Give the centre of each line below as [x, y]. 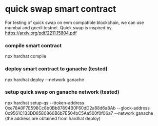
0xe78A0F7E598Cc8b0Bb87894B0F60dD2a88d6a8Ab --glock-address [78, 108]
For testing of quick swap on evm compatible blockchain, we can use [75, 22]
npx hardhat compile [26, 56]
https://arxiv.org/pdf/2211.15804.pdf [41, 33]
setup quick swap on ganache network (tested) [62, 92]
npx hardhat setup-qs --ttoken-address [45, 103]
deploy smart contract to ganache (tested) [56, 69]
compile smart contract [33, 45]
